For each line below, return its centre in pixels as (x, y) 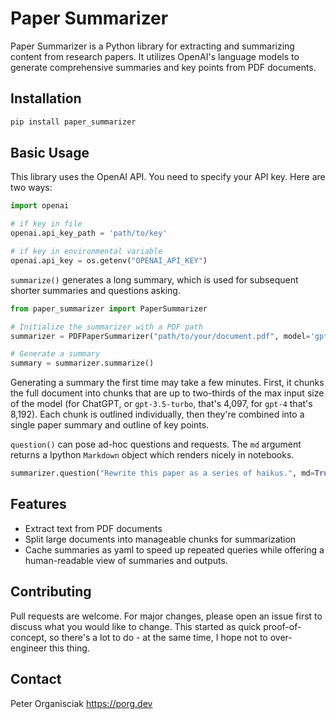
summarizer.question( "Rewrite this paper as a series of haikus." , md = (162, 473)
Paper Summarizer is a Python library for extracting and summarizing (152, 46)
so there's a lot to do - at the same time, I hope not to (158, 637)
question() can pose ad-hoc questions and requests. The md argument (156, 444)
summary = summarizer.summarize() (82, 363)
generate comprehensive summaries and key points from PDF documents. (163, 67)
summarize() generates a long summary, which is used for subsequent (154, 279)
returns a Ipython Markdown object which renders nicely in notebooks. (152, 455)
